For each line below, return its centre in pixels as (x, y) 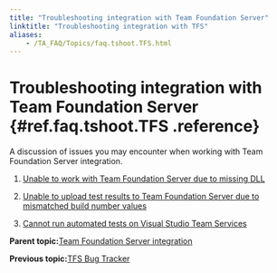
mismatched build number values (85, 206)
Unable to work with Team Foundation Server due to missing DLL (143, 179)
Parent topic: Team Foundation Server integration (101, 241)
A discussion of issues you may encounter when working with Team (136, 151)
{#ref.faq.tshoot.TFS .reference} (135, 127)
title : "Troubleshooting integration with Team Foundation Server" (139, 18)
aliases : (26, 34)
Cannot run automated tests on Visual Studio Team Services (134, 224)
